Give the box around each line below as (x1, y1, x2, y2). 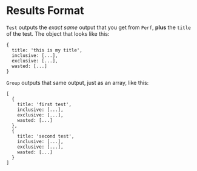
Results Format (6, 4, 84, 18)
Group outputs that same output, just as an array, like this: (6, 79, 149, 86)
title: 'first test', (17, 101, 72, 107)
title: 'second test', (17, 133, 75, 139)
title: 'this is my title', (12, 47, 83, 53)
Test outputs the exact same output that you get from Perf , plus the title (6, 24, 191, 31)
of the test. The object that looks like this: (6, 30, 110, 37)
